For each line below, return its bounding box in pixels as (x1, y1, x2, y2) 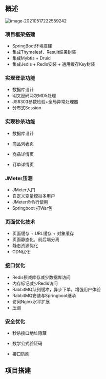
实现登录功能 (5, 75, 36, 81)
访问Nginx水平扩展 (12, 299, 50, 304)
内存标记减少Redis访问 (12, 280, 58, 286)
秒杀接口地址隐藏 (12, 330, 47, 336)
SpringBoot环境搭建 (12, 43, 52, 49)
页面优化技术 (5, 219, 36, 225)
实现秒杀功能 (5, 119, 36, 125)
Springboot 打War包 (12, 205, 53, 211)
